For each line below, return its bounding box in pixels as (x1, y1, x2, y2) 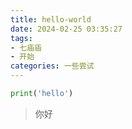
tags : (10, 33, 33, 43)
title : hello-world (10, 14, 92, 25)
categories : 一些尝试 (10, 61, 95, 71)
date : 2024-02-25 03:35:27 (10, 24, 123, 34)
